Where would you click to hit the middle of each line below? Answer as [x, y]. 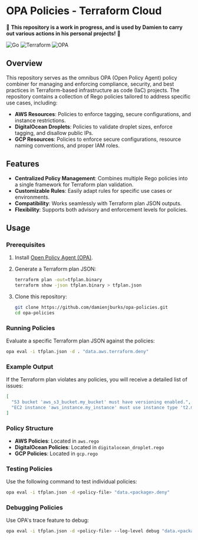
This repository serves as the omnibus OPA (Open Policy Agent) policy [92, 77]
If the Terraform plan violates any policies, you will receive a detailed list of [97, 380]
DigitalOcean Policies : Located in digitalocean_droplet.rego [89, 447]
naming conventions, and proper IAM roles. [67, 145]
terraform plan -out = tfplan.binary [58, 280]
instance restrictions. [40, 120]
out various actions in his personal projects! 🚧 [63, 33]
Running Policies [31, 328]
